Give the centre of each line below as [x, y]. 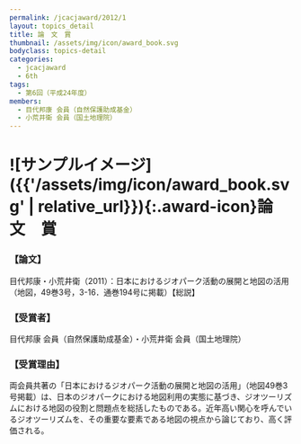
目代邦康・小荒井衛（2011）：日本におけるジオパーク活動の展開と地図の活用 [149, 280]
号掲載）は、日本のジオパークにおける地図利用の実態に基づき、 [127, 397]
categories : [31, 59]
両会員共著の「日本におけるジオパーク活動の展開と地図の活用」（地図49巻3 [149, 386]
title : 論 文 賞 [40, 34]
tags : [19, 84]
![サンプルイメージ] [81, 165]
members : [26, 101]
